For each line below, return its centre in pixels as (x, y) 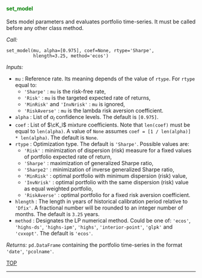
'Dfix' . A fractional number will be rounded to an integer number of (99, 208)
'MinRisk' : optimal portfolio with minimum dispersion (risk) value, (106, 176)
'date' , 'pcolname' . (30, 251)
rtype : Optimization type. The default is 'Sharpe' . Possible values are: (102, 144)
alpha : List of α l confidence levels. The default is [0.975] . (87, 118)
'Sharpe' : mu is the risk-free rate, (65, 92)
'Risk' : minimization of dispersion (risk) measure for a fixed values (108, 150)
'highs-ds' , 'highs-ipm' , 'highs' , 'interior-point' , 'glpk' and (94, 227)
